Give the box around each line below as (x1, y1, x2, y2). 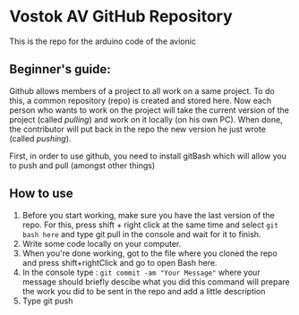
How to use (9, 186, 73, 201)
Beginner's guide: (9, 62, 112, 77)
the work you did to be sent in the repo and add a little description (21, 285, 266, 296)
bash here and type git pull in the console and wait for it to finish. (21, 228, 261, 239)
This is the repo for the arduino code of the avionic (9, 36, 197, 47)
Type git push (21, 295, 73, 306)
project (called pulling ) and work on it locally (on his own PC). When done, (9, 114, 284, 124)
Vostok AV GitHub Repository (9, 6, 233, 27)
